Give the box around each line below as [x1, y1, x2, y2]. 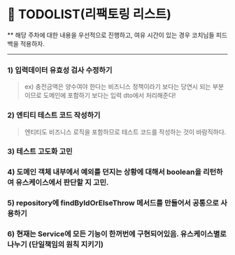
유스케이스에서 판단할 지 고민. [15, 177, 109, 187]
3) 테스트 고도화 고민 [7, 147, 73, 156]
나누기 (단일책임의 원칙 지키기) [7, 240, 104, 249]
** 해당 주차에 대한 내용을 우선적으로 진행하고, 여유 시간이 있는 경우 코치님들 [7, 31, 215, 39]
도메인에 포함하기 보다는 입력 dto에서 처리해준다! [43, 92, 176, 100]
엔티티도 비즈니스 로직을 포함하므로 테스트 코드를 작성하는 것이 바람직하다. [24, 127, 227, 136]
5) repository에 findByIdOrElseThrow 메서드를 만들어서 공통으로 [7, 198, 219, 208]
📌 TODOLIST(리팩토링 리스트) [7, 6, 171, 22]
